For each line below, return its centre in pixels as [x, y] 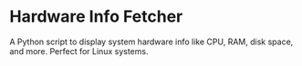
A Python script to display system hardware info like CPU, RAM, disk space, [151, 42]
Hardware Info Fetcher [96, 17]
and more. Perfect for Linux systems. [79, 51]
